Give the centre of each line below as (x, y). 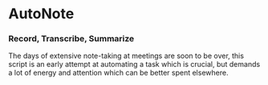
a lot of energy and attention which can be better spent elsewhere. (118, 73)
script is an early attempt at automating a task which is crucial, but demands (134, 64)
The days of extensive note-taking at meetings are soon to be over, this (126, 56)
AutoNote (41, 14)
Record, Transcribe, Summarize (71, 39)
